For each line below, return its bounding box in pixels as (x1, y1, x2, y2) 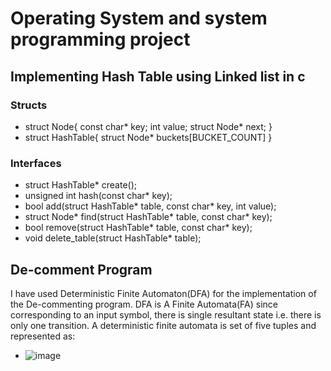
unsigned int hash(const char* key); (24, 190, 173, 202)
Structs (10, 98, 48, 112)
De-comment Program (10, 261, 153, 278)
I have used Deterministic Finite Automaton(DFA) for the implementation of (10, 287, 317, 299)
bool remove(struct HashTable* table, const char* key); (24, 222, 253, 234)
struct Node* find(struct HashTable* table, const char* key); (24, 211, 273, 223)
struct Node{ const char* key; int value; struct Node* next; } (24, 120, 273, 132)
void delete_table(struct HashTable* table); (24, 232, 202, 244)
